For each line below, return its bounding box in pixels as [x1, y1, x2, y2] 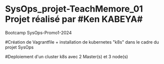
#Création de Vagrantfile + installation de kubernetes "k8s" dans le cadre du [5, 39, 159, 45]
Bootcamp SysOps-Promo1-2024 [5, 30, 72, 35]
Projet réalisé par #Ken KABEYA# [5, 14, 143, 25]
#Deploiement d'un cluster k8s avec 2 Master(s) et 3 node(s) [5, 53, 128, 59]
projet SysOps [5, 44, 34, 50]
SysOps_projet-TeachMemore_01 [5, 3, 143, 15]
